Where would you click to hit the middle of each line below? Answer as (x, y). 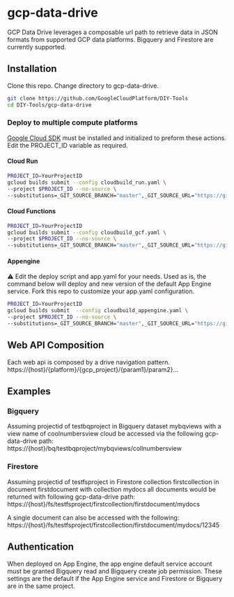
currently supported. (37, 47)
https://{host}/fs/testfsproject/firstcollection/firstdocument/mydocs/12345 (114, 525)
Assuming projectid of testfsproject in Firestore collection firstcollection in (113, 481)
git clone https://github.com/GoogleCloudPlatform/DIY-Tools (98, 98)
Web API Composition (56, 345)
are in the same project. (41, 586)
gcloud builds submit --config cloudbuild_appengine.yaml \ (98, 311)
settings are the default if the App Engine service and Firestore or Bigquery (115, 578)
